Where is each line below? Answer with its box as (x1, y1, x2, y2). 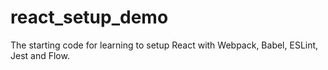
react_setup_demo (10, 6, 169, 29)
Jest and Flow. (10, 49, 70, 61)
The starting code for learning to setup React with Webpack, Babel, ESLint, (10, 39, 319, 51)
